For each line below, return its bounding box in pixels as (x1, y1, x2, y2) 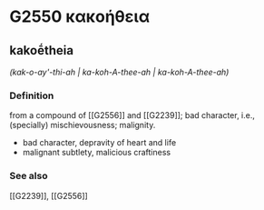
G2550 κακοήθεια (9, 6, 151, 27)
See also (9, 170, 48, 183)
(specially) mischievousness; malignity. (9, 120, 156, 131)
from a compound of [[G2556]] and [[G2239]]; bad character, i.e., (9, 110, 256, 121)
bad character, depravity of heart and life (22, 137, 177, 148)
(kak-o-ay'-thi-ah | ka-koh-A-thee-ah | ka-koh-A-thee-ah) (9, 66, 230, 77)
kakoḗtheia (9, 43, 74, 58)
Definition (9, 89, 54, 102)
